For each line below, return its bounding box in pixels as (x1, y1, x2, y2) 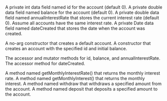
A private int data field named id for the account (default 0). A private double (5, 4, 163, 10)
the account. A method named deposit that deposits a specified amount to (5, 86, 158, 92)
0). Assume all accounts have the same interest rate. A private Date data (5, 20, 154, 26)
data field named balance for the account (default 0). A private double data (5, 9, 160, 15)
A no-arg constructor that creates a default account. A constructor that (5, 40, 151, 46)
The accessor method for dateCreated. (5, 61, 86, 66)
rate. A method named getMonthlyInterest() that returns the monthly (5, 76, 145, 81)
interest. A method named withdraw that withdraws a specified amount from (5, 81, 162, 87)
